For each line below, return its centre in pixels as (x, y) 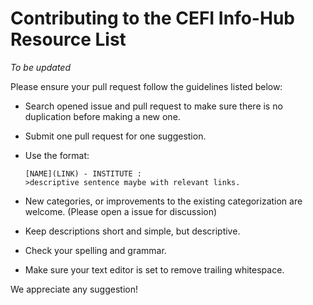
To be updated (41, 67)
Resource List (68, 39)
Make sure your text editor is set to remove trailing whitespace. (154, 269)
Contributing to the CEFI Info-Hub (152, 18)
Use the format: (57, 155)
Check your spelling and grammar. (95, 250)
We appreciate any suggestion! (74, 289)
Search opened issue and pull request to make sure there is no (153, 106)
